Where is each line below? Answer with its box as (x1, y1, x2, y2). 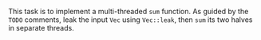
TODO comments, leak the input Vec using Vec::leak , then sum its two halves (8, 15, 253, 24)
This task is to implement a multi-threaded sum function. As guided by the (8, 7, 249, 16)
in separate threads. (8, 24, 74, 32)
